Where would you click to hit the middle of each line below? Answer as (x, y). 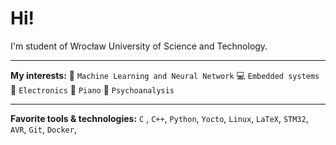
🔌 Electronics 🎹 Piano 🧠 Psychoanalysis (92, 89)
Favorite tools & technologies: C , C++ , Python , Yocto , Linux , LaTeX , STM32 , (159, 118)
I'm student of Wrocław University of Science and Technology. (139, 46)
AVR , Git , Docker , (43, 129)
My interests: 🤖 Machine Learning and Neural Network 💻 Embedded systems (165, 75)
